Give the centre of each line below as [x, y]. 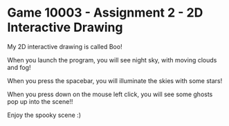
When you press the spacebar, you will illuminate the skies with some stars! [115, 80]
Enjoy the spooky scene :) [44, 115]
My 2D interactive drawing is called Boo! [65, 46]
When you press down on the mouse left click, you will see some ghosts [110, 94]
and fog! [19, 67]
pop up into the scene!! [40, 101]
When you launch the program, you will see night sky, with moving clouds [112, 60]
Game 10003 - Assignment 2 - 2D [105, 13]
